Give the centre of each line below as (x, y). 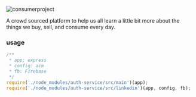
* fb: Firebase (27, 71)
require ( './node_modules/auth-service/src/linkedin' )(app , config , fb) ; (99, 88)
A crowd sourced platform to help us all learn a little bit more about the (93, 21)
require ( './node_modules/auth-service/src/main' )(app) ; (77, 82)
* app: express (27, 60)
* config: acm (26, 66)
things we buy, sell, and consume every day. (61, 27)
